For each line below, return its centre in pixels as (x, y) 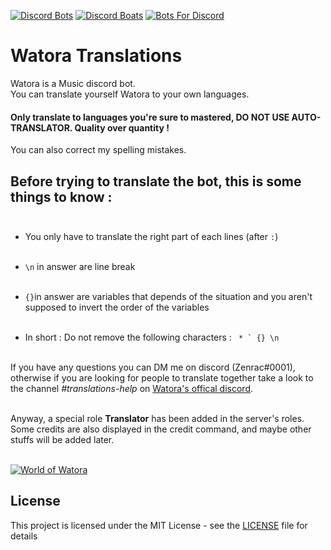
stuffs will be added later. (62, 439)
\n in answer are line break (80, 266)
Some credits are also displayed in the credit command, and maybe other (161, 429)
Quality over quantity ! (122, 127)
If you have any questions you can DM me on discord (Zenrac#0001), (153, 367)
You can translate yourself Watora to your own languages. (130, 94)
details (24, 536)
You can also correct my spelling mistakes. (98, 150)
